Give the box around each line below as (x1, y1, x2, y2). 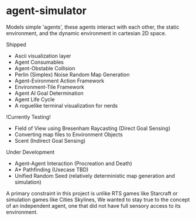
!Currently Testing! (6, 113, 51, 121)
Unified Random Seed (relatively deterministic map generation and (14, 172, 176, 179)
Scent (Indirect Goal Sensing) (14, 137, 86, 144)
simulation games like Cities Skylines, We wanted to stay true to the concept (6, 196, 190, 203)
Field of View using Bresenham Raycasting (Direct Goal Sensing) (14, 125, 171, 132)
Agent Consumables (14, 59, 64, 66)
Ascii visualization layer (14, 52, 71, 59)
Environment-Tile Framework (14, 83, 85, 90)
